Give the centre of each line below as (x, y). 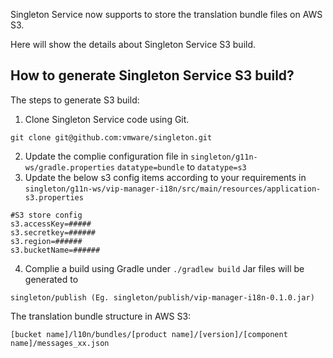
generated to (51, 279)
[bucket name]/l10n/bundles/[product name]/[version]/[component (149, 334)
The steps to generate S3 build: (75, 100)
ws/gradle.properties (69, 167)
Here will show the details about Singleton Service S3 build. (133, 44)
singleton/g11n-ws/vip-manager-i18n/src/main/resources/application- (173, 189)
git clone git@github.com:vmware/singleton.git (111, 137)
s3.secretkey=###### (53, 232)
